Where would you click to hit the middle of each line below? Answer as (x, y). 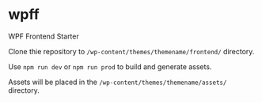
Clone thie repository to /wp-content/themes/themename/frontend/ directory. (131, 51)
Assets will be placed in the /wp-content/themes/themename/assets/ (118, 82)
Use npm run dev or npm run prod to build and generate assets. (110, 66)
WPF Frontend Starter (44, 36)
